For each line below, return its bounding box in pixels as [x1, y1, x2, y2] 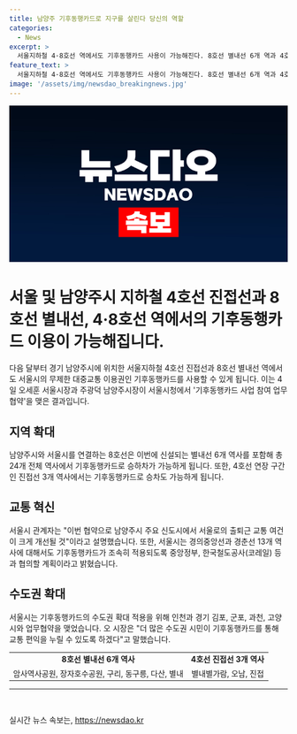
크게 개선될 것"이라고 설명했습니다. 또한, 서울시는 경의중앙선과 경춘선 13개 [18, 536, 273, 547]
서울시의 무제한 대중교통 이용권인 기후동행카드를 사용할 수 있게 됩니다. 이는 [18, 374, 276, 385]
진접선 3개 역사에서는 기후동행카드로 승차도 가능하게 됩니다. [18, 471, 225, 482]
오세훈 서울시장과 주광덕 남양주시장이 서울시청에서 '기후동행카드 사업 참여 [18, 385, 271, 395]
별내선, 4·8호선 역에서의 [41, 310, 208, 330]
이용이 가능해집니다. [27, 332, 165, 352]
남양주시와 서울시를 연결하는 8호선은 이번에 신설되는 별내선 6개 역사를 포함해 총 [9, 449, 283, 460]
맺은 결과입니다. [34, 396, 90, 407]
